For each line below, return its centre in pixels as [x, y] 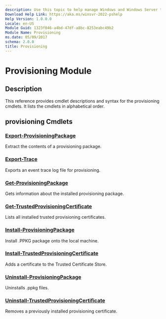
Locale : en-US [20, 23]
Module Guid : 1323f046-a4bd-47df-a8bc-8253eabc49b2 [59, 28]
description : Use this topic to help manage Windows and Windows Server [82, 10]
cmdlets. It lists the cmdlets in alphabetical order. [55, 106]
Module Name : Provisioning [33, 33]
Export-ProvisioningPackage [41, 135]
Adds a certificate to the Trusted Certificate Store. [56, 264]
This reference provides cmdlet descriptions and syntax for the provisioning [82, 101]
